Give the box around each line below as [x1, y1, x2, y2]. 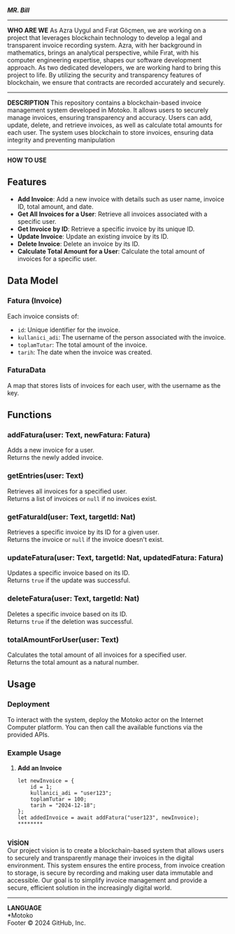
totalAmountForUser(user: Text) [7, 634, 120, 644]
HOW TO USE [7, 156, 47, 164]
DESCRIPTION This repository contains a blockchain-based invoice [7, 98, 201, 107]
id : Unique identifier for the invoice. [17, 326, 120, 334]
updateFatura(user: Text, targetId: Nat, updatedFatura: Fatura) [7, 553, 224, 562]
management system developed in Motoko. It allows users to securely [7, 106, 208, 114]
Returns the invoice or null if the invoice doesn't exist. [7, 535, 164, 544]
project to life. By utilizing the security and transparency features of [7, 71, 202, 79]
